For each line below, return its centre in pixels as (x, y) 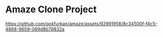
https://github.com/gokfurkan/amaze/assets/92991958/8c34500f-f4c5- (81, 24)
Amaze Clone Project (51, 10)
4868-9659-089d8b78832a (35, 29)
